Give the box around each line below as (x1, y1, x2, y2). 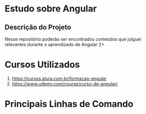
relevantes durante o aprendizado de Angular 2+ (4, 41, 105, 47)
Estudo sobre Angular (4, 3, 97, 14)
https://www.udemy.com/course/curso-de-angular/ (11, 80, 118, 86)
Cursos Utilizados (4, 59, 80, 70)
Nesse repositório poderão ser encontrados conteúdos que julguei (4, 36, 142, 42)
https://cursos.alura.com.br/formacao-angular (11, 75, 107, 81)
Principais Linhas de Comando (4, 98, 134, 110)
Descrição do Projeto (4, 23, 71, 31)
